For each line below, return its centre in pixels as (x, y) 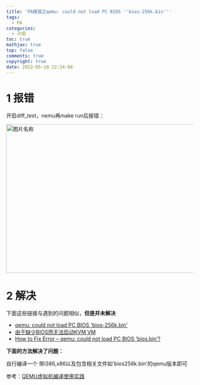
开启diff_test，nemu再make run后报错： (55, 116)
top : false (20, 51)
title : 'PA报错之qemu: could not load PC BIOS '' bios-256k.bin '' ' (89, 12)
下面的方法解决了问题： (35, 351)
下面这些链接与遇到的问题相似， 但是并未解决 (61, 313)
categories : (21, 28)
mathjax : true (24, 45)
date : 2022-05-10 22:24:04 (40, 67)
